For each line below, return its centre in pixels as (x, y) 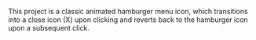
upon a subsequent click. (49, 28)
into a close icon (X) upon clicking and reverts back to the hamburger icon (128, 20)
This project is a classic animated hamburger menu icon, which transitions (128, 11)
